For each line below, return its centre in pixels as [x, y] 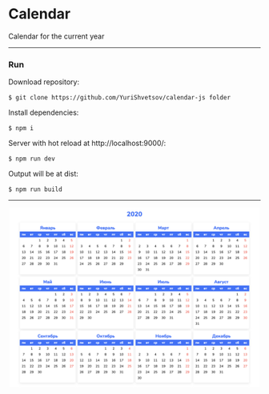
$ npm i [21, 128]
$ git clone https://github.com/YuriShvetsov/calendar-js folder [119, 98]
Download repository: [44, 82]
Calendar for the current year [56, 36]
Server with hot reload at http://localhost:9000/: [87, 143]
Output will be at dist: [43, 174]
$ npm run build [35, 189]
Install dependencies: [44, 112]
